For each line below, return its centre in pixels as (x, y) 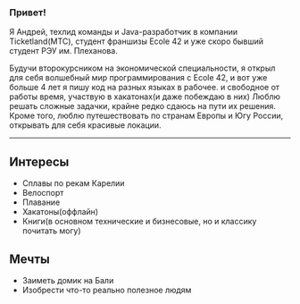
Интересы (39, 161)
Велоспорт (43, 193)
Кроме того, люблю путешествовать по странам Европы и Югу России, (146, 116)
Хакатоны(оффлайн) (60, 212)
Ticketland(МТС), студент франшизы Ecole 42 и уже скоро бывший (137, 41)
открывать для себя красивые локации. (85, 125)
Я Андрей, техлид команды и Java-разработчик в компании (124, 32)
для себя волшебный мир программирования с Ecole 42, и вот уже (138, 78)
